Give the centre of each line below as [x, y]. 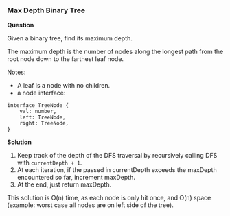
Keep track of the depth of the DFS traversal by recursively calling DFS [117, 156]
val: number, [38, 112]
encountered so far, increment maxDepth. [76, 178]
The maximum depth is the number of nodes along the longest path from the [115, 52]
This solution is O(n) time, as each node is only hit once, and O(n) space [109, 198]
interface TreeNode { [38, 106]
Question [21, 25]
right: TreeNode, [44, 123]
